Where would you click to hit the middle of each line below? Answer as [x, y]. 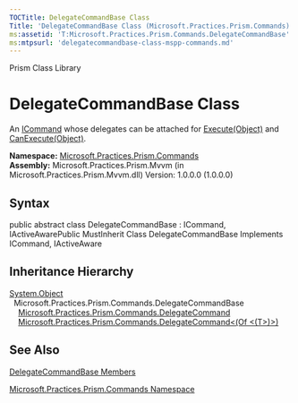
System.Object [36, 293]
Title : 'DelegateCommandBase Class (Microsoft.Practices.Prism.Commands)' [152, 26]
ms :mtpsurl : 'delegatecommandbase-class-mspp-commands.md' [122, 43]
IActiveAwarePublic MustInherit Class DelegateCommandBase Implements [146, 234]
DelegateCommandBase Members [72, 372]
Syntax [30, 203]
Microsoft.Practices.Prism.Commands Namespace [102, 389]
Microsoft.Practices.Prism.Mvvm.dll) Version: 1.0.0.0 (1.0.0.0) [121, 175]
